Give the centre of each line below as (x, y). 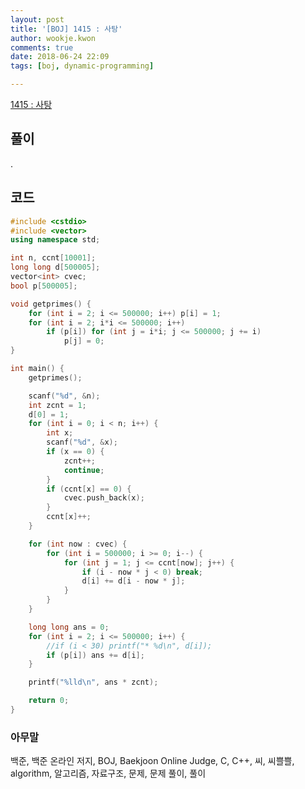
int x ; (60, 433)
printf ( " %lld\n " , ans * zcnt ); (93, 682)
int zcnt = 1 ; (57, 405)
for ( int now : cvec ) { (78, 544)
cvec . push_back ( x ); (104, 498)
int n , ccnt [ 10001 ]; (53, 258)
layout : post (37, 19)
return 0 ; (49, 701)
